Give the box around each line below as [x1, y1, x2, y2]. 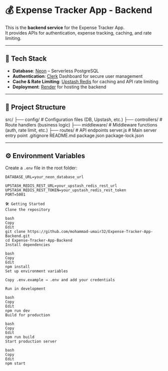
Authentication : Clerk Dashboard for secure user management [12, 73, 143, 79]
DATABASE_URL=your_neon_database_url [5, 175, 84, 180]
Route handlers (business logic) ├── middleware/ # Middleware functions [5, 121, 157, 128]
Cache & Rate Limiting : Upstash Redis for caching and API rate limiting [12, 78, 158, 84]
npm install [5, 265, 30, 270]
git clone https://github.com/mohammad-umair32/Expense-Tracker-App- [5, 229, 153, 234]
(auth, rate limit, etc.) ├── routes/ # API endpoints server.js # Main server [5, 127, 157, 133]
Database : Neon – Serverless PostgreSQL [12, 68, 99, 74]
